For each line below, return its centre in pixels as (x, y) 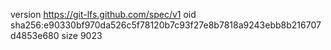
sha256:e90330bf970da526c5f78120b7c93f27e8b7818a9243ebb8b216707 (166, 25)
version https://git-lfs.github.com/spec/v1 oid (103, 14)
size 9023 (82, 35)
